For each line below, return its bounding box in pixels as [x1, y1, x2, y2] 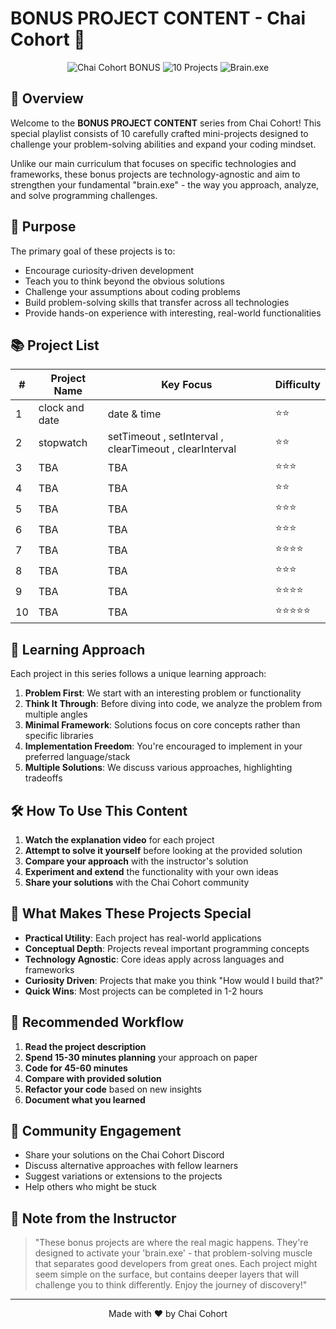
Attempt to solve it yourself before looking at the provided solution [24, 845, 303, 856]
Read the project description [24, 1040, 147, 1052]
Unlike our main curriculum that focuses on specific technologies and [10, 157, 297, 169]
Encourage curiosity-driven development [24, 264, 195, 276]
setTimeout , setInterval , [107, 430, 224, 444]
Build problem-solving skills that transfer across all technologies [24, 296, 290, 308]
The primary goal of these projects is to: [10, 245, 176, 257]
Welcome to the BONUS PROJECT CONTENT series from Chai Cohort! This [10, 117, 322, 129]
